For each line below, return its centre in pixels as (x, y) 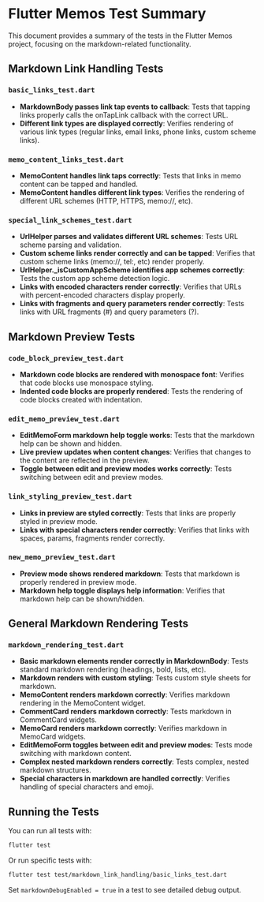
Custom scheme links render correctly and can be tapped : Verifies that (137, 253)
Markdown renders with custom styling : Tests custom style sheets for (135, 678)
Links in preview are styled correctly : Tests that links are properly (128, 513)
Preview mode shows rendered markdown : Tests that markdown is (130, 574)
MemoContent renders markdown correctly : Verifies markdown (125, 694)
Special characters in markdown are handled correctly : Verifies (125, 779)
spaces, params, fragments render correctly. (92, 538)
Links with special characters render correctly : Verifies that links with (134, 530)
